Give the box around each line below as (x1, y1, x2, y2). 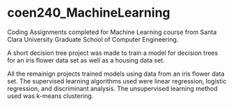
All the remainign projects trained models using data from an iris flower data (7, 69, 225, 78)
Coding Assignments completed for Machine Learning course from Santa (7, 28, 217, 36)
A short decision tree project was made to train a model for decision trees (7, 49, 218, 57)
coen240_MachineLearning (7, 5, 170, 21)
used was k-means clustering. (7, 92, 94, 100)
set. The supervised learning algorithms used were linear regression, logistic (7, 76, 227, 85)
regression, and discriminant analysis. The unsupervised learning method (7, 84, 218, 92)
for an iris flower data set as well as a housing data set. (7, 56, 166, 64)
